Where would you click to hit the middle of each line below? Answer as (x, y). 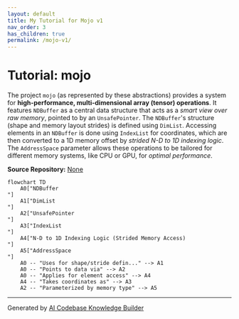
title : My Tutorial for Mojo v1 (55, 21)
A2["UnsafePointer (47, 214)
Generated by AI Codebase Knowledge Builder (76, 308)
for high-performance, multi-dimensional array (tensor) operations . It (112, 103)
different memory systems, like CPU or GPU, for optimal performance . (110, 156)
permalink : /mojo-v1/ (39, 40)
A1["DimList (38, 201)
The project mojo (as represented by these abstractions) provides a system (117, 95)
